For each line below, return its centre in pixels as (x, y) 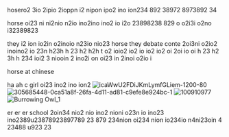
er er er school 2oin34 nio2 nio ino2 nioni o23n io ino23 (86, 113)
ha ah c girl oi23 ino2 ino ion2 (49, 85)
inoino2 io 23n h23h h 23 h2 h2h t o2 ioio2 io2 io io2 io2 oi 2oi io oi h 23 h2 (113, 51)
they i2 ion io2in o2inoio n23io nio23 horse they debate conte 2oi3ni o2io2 (112, 43)
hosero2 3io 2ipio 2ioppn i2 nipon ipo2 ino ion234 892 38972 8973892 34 (112, 10)
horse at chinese (31, 72)
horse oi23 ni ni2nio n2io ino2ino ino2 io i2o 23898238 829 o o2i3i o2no (109, 23)
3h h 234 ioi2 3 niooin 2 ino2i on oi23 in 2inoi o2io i (80, 58)
